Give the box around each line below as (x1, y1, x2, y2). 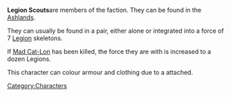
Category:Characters (7, 82, 67, 89)
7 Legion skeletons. (7, 34, 63, 42)
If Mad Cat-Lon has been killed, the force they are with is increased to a (7, 48, 212, 55)
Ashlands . (7, 13, 36, 21)
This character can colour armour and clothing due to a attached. (7, 69, 194, 76)
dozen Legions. (7, 55, 51, 63)
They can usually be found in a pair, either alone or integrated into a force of (7, 27, 224, 35)
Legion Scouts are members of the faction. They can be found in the (7, 6, 202, 14)
